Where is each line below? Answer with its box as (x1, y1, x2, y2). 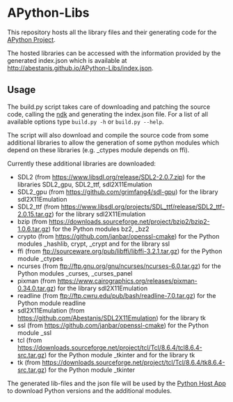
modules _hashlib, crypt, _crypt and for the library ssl (17, 239, 170, 248)
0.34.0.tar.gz (17, 284, 54, 292)
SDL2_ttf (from (17, 202, 60, 211)
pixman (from (17, 276, 56, 285)
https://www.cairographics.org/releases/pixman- (57, 276, 198, 285)
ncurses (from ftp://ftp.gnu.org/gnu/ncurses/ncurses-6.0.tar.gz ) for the (17, 262, 221, 270)
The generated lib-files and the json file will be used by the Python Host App (7, 379, 226, 387)
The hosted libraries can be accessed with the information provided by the (7, 49, 221, 57)
